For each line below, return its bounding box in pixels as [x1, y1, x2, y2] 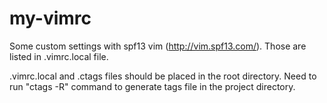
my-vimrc [9, 7, 92, 30]
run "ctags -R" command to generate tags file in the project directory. [9, 80, 296, 92]
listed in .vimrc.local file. [9, 50, 109, 62]
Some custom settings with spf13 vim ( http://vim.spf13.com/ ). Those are [9, 40, 307, 52]
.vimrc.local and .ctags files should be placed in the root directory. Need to [9, 70, 317, 82]
